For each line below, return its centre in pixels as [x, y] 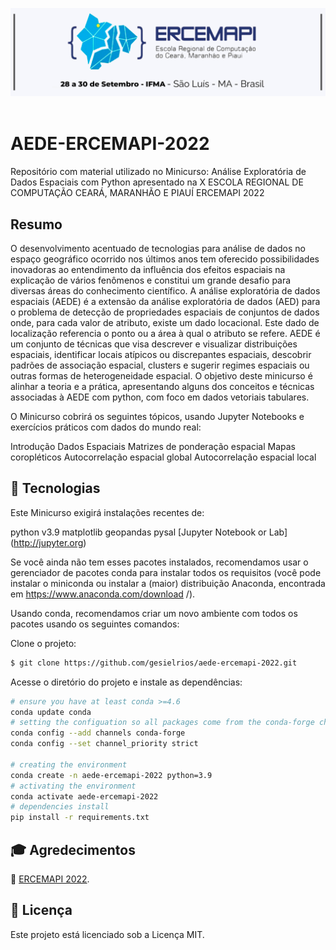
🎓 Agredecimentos [73, 849]
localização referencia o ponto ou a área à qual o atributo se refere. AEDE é [165, 333]
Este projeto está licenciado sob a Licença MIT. [107, 934]
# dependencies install [60, 807]
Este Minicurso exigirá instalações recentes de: [107, 512]
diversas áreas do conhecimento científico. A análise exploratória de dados [165, 291]
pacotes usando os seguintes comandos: [95, 624]
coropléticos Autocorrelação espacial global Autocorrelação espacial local [163, 457]
